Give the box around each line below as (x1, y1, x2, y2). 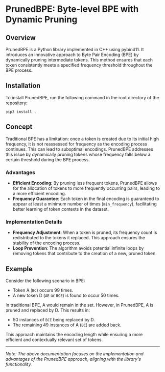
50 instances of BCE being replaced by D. (12, 317, 95, 323)
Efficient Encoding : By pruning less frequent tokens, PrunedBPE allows (12, 180, 157, 186)
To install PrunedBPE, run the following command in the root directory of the (5, 94, 160, 100)
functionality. (5, 361, 32, 367)
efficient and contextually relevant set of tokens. (5, 337, 103, 343)
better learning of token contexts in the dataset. (12, 206, 109, 212)
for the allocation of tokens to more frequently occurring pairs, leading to (12, 185, 160, 191)
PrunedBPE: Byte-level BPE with (5, 3, 139, 15)
